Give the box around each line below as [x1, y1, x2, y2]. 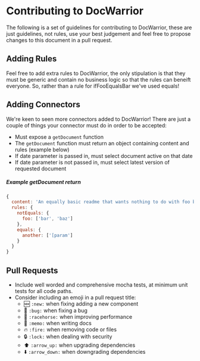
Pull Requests [6, 265, 58, 275]
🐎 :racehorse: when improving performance [23, 313, 133, 320]
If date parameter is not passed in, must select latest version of [14, 158, 170, 166]
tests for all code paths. [14, 287, 73, 294]
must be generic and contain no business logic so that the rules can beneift [6, 76, 191, 83]
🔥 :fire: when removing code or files [23, 326, 117, 333]
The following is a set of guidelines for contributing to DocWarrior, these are [6, 24, 192, 31]
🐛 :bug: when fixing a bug [23, 307, 88, 314]
